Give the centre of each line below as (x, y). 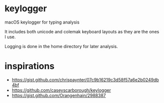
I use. (10, 37)
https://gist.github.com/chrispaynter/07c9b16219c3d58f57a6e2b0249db (85, 79)
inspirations (30, 66)
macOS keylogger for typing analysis (42, 22)
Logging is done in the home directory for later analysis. (61, 46)
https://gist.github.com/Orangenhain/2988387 (59, 95)
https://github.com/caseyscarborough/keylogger (61, 90)
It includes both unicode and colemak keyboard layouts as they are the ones (82, 31)
